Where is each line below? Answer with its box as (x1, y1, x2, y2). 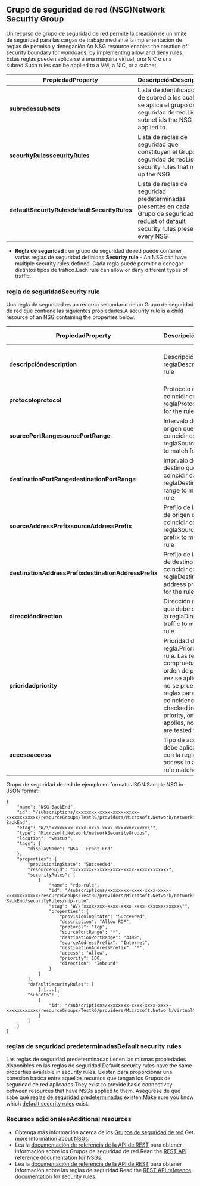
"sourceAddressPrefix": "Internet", (59, 940, 151, 946)
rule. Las (163, 652, 187, 660)
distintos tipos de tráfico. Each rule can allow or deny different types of (14, 266, 188, 273)
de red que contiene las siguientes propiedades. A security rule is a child (6, 307, 183, 315)
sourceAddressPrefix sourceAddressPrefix (9, 522, 132, 530)
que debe (163, 605, 190, 613)
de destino (163, 558, 193, 566)
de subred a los (137, 93, 182, 101)
